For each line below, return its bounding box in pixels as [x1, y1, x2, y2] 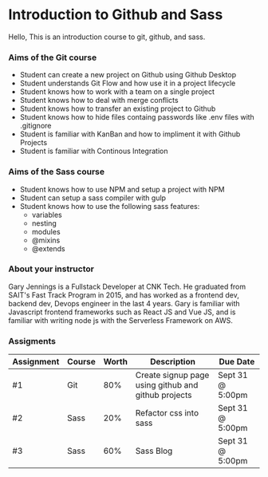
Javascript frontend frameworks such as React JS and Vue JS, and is [8, 307, 236, 317]
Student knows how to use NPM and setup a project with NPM [19, 184, 225, 194]
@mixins [31, 235, 61, 245]
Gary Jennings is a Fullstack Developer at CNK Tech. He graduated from [8, 282, 246, 291]
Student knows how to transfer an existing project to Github [19, 104, 216, 113]
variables [31, 210, 62, 219]
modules [31, 227, 61, 236]
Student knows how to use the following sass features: [19, 201, 200, 211]
